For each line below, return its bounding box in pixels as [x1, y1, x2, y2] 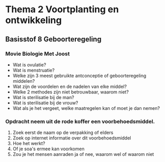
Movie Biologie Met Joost [5, 50, 70, 57]
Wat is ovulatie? [12, 61, 46, 67]
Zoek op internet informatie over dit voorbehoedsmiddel [12, 135, 132, 141]
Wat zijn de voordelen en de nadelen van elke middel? [12, 83, 127, 89]
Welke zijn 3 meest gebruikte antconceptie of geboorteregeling [12, 73, 147, 79]
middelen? [12, 78, 35, 84]
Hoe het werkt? [12, 141, 45, 147]
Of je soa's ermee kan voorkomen [12, 146, 85, 152]
